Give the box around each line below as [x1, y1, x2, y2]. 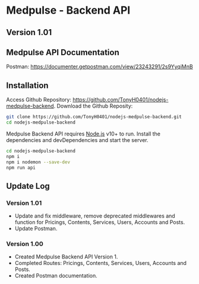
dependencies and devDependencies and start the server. [6, 136, 149, 143]
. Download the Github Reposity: [53, 102, 133, 110]
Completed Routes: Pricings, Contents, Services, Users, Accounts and [14, 260, 187, 267]
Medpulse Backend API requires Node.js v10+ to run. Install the [6, 130, 160, 137]
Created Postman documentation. [14, 272, 98, 279]
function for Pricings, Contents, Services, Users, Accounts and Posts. [14, 219, 185, 226]
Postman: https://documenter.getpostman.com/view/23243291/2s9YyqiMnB [6, 63, 193, 70]
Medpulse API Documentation [6, 47, 120, 57]
